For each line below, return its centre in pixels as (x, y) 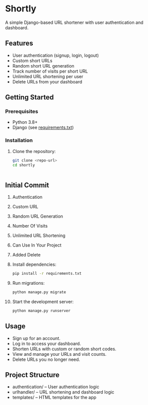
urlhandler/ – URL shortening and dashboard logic (63, 392)
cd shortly (24, 165)
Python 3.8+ (25, 122)
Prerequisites (22, 111)
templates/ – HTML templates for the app (54, 398)
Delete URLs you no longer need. (46, 359)
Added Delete (26, 255)
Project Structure (32, 375)
